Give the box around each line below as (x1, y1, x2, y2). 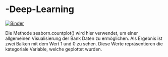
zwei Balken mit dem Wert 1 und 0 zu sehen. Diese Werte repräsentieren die (5, 40, 163, 46)
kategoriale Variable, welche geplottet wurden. (5, 46, 102, 52)
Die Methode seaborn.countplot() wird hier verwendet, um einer (5, 30, 138, 36)
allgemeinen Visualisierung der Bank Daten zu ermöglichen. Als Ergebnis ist (5, 35, 162, 41)
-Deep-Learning (5, 4, 75, 15)
